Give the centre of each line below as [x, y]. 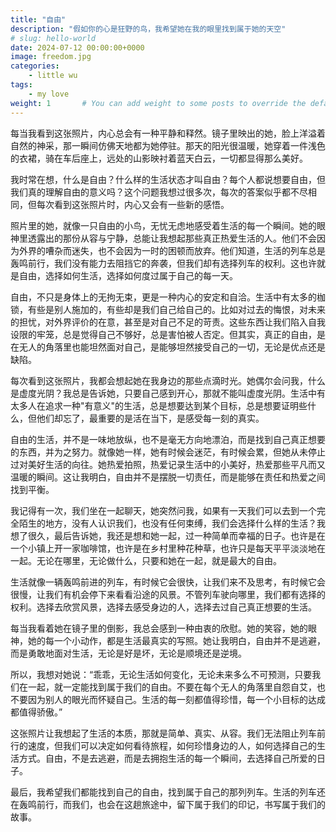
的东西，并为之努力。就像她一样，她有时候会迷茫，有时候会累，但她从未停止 [168, 452]
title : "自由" [38, 19]
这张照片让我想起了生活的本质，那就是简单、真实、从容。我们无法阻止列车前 [168, 733]
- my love [49, 94]
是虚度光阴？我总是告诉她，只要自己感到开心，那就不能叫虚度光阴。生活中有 [168, 393]
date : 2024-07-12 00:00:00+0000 [77, 47]
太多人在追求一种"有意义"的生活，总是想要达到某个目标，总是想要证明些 [159, 405]
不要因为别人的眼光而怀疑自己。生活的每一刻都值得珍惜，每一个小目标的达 [163, 699]
